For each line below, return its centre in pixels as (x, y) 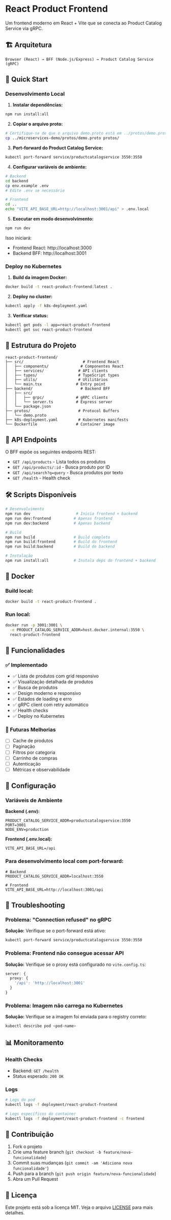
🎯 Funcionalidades (35, 650)
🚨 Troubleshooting (35, 905)
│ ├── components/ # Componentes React (65, 366)
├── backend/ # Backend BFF (58, 388)
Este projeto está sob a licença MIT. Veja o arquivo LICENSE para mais (79, 1207)
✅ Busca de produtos (35, 688)
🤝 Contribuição (30, 1135)
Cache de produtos (33, 741)
